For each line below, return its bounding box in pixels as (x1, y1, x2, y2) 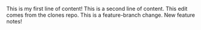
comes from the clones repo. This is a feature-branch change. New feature (6, 11, 196, 19)
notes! (6, 18, 23, 25)
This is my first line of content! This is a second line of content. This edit (6, 5, 188, 12)
